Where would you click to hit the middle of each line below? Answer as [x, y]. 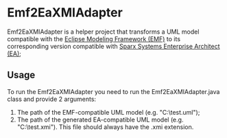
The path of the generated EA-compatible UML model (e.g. [100, 119]
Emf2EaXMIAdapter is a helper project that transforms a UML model [103, 32]
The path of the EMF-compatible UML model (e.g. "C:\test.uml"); [108, 112]
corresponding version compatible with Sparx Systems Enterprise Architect [114, 46]
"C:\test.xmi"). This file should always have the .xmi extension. [105, 127]
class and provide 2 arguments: [52, 99]
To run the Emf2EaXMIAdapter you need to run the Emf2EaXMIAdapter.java [113, 91]
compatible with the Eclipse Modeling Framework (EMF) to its [94, 38]
